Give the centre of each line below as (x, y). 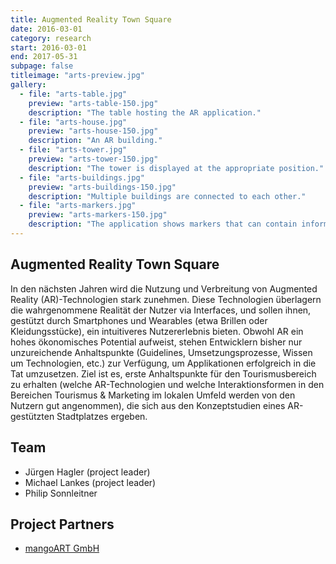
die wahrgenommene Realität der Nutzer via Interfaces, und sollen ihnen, (161, 310)
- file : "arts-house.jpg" (73, 122)
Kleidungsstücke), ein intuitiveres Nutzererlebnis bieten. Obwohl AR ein (157, 331)
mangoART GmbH (62, 548)
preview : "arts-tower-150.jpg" (93, 159)
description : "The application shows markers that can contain (163, 224)
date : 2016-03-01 (46, 29)
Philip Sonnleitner (61, 493)
